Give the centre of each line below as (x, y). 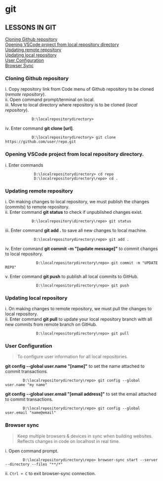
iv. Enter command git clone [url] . (40, 128)
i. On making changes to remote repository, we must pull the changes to (79, 309)
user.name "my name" (26, 385)
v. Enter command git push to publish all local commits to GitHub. (72, 276)
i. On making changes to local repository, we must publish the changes (77, 201)
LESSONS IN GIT (31, 27)
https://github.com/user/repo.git (41, 142)
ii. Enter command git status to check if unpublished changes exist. (74, 212)
